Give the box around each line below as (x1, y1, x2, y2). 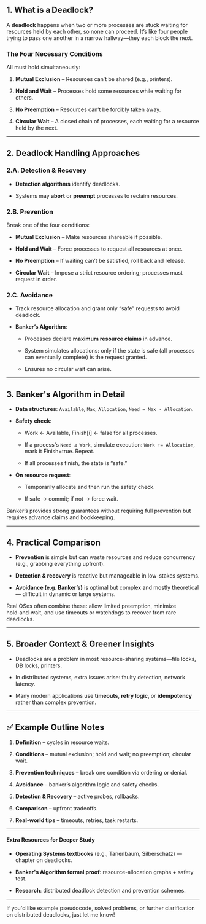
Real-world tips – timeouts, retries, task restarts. (15, 816, 139, 824)
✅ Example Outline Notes (6, 722, 104, 733)
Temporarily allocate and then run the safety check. (24, 484, 155, 491)
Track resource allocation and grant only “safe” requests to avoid (15, 305, 180, 312)
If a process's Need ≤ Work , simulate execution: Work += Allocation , (24, 441, 195, 448)
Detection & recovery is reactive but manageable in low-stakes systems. (15, 572, 200, 579)
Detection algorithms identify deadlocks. (15, 180, 121, 187)
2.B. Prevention (6, 207, 53, 216)
